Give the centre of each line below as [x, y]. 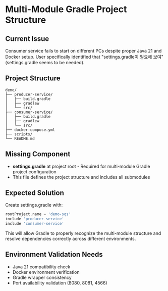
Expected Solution [35, 193]
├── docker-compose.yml [30, 130]
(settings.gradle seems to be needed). [45, 62]
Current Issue [27, 39]
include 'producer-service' [35, 219]
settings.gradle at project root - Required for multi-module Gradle [81, 166]
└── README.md [20, 138]
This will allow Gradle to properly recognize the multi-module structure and [83, 233]
